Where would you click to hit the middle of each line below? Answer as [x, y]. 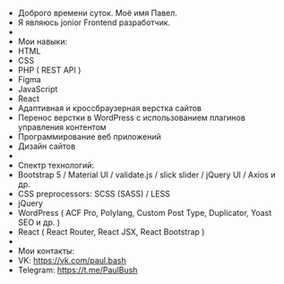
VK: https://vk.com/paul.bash [72, 260]
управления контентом [62, 127]
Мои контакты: [46, 251]
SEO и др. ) [39, 222]
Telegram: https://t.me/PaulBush [77, 270]
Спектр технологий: [56, 165]
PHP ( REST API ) [49, 70]
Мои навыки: [43, 41]
